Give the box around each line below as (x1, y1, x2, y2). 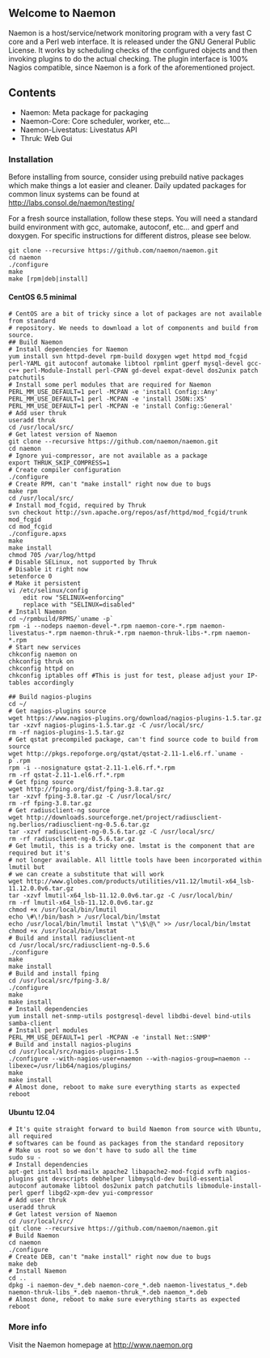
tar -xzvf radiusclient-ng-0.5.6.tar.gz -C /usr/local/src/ (8, 828, 216, 836)
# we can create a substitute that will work (8, 871, 164, 879)
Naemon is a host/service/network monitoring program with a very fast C (8, 28, 252, 37)
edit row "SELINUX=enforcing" (23, 593, 125, 602)
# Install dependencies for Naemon (8, 345, 129, 353)
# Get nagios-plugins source (8, 707, 107, 716)
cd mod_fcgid (8, 523, 53, 531)
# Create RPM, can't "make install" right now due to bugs (8, 480, 212, 489)
